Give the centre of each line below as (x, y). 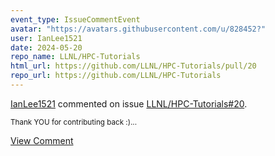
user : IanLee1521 (46, 38)
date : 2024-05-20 (46, 47)
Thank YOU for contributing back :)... (74, 122)
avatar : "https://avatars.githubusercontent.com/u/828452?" (138, 29)
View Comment (42, 140)
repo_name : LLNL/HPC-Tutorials (75, 57)
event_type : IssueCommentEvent (75, 19)
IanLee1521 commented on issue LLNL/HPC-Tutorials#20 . (129, 103)
